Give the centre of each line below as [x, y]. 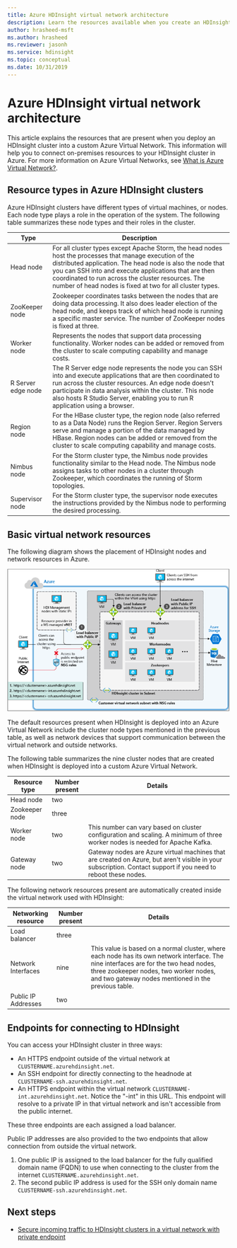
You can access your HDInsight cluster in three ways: [85, 1045]
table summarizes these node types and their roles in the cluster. [102, 222]
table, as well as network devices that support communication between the [116, 738]
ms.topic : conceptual [39, 60]
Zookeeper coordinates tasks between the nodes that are [135, 296]
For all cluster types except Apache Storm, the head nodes [138, 248]
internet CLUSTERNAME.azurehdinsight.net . [78, 1175]
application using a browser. [93, 406]
